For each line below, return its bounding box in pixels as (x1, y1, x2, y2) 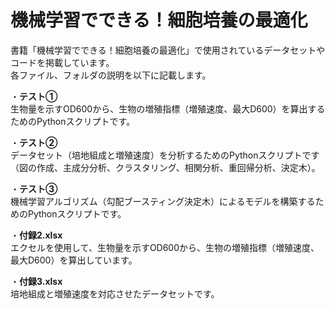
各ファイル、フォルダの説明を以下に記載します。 (10, 69, 212, 81)
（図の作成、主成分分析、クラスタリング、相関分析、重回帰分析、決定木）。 (10, 161, 321, 173)
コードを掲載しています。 (10, 56, 115, 68)
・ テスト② (10, 136, 58, 148)
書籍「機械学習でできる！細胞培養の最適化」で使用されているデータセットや (10, 44, 326, 56)
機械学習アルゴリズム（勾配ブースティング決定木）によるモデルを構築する (10, 195, 316, 207)
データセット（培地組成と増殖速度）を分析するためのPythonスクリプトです (10, 149, 320, 161)
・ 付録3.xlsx (10, 275, 63, 287)
